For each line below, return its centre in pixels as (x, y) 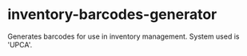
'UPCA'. (20, 44)
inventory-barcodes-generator (112, 15)
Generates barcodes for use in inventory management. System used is (124, 36)
